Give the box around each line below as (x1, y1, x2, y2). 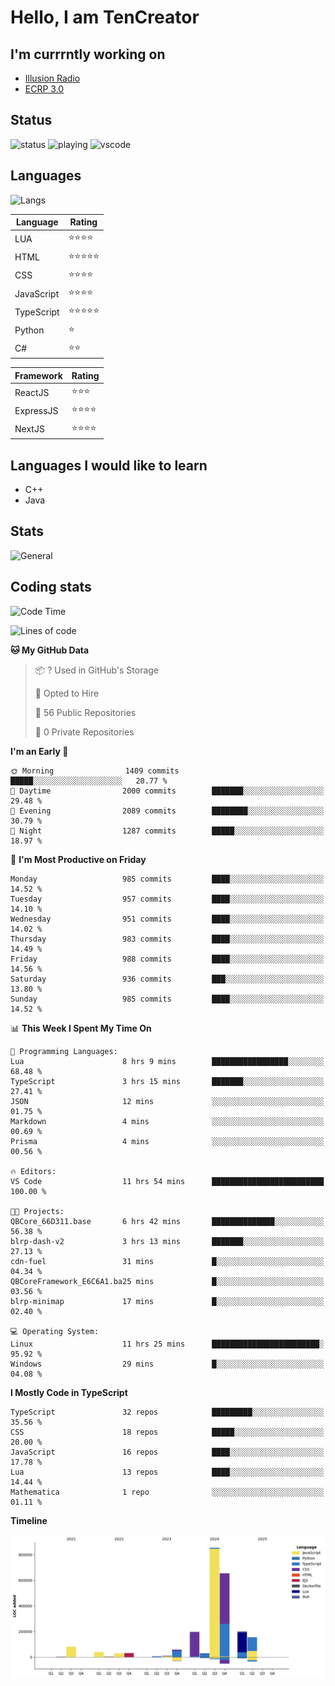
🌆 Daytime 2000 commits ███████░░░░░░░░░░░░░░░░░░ (10, 786, 325, 796)
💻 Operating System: (10, 1326, 100, 1336)
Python (14, 324, 45, 336)
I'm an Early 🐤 (10, 745, 69, 757)
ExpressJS (14, 404, 59, 416)
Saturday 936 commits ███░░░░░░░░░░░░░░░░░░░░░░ (10, 974, 325, 984)
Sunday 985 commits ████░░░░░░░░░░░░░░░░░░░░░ (10, 994, 325, 1004)
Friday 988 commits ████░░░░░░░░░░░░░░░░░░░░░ (10, 954, 325, 964)
